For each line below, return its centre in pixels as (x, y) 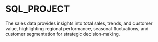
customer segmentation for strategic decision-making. (63, 34)
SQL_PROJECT (38, 9)
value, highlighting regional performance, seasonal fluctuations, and (77, 28)
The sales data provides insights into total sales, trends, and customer (79, 23)
